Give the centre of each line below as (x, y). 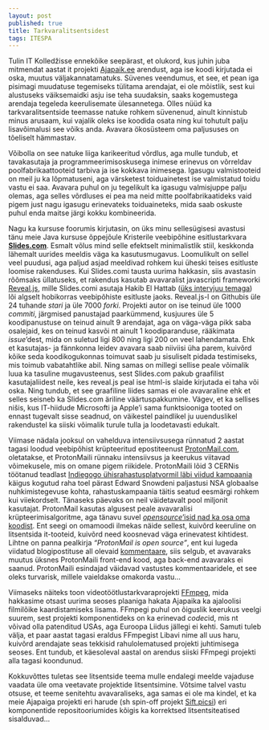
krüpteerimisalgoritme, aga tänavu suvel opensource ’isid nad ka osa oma (129, 517)
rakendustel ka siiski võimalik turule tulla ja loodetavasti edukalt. (114, 425)
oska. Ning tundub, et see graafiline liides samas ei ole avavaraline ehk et (130, 391)
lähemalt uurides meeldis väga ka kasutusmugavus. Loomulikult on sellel (128, 255)
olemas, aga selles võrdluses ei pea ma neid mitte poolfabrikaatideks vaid (130, 196)
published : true (35, 23)
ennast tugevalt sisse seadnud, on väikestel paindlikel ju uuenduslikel (123, 416)
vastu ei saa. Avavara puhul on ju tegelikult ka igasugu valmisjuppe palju (128, 188)
